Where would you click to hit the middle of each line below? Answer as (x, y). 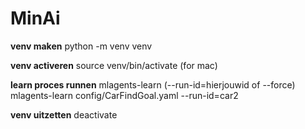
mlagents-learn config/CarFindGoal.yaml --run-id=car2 (124, 95)
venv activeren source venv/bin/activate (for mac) (114, 65)
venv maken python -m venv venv (81, 46)
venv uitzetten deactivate (64, 114)
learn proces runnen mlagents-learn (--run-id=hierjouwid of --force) (153, 84)
